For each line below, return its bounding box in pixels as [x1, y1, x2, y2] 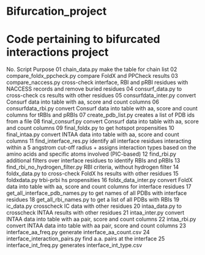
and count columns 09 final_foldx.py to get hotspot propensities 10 [6, 124, 174, 132]
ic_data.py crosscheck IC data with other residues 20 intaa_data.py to [6, 202, 182, 210]
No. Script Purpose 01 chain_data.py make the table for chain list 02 [6, 66, 177, 73]
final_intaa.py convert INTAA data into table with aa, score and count [6, 131, 179, 139]
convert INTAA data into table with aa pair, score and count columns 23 [6, 222, 187, 229]
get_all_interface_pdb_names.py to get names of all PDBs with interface [6, 189, 187, 197]
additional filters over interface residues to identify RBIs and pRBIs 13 [6, 157, 181, 164]
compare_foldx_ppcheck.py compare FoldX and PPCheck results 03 [6, 72, 179, 80]
